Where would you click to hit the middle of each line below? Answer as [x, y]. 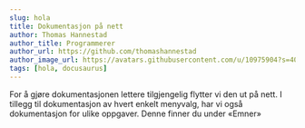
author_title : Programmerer [63, 43]
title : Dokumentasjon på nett [67, 26]
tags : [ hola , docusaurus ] [58, 69]
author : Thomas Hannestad [58, 34]
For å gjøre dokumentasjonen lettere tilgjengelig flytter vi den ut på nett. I [146, 94]
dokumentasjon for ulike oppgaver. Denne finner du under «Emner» [135, 113]
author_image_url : [44, 60]
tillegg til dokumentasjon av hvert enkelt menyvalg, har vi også [126, 103]
